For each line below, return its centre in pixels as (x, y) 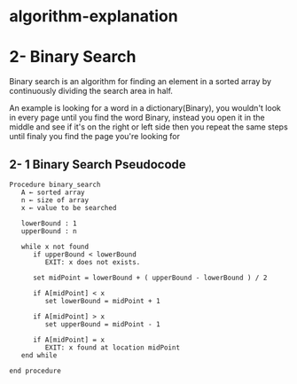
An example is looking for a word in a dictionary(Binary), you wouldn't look (145, 108)
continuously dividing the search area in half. (91, 91)
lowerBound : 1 (49, 223)
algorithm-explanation (94, 16)
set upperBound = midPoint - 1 (103, 324)
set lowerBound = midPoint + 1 (103, 301)
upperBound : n (49, 231)
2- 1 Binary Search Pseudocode (98, 165)
